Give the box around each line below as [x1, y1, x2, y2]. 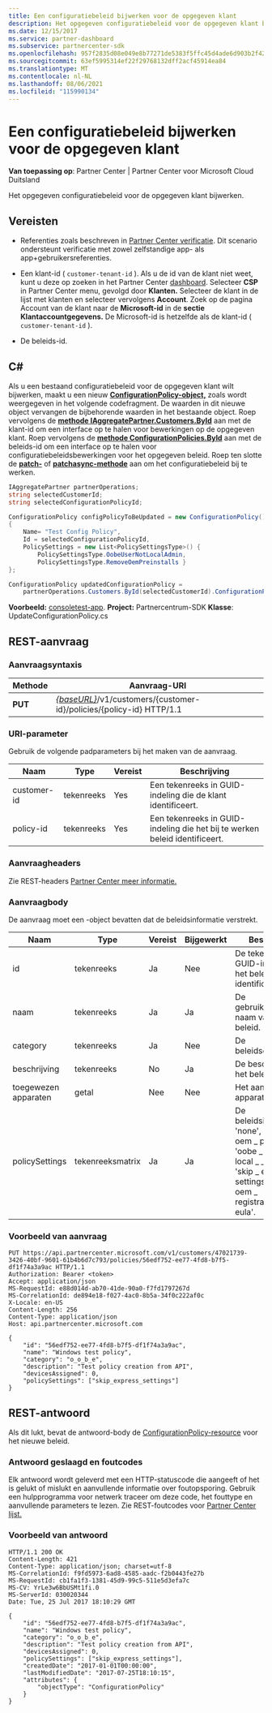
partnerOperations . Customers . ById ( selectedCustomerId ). [23, 587, 216, 596]
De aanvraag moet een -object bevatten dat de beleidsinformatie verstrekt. [8, 915, 258, 924]
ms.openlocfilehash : [8, 49, 79, 58]
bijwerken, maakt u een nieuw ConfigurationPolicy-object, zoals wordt [8, 390, 247, 399]
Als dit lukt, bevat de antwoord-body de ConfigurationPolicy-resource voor [8, 1427, 258, 1437]
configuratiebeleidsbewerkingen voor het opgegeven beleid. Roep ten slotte [8, 450, 262, 459]
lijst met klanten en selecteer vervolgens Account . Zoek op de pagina [19, 295, 253, 304]
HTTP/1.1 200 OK [8, 1547, 63, 1556]
